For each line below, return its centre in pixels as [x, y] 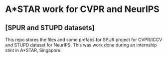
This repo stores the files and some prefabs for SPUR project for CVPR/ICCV [84, 39]
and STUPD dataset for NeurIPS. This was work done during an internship [81, 45]
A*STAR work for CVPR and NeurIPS [82, 9]
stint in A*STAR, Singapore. [33, 50]
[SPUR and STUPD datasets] [50, 28]
